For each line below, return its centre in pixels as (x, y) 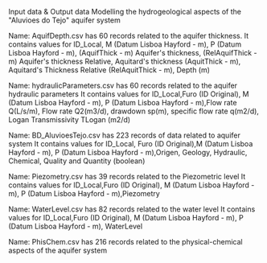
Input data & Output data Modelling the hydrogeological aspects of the (125, 12)
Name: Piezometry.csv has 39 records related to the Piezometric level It (127, 177)
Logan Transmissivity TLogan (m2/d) (70, 119)
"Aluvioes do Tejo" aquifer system (64, 20)
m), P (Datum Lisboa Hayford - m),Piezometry (84, 193)
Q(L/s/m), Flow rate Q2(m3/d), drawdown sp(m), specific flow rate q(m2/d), (134, 111)
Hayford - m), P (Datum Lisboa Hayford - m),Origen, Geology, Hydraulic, (128, 152)
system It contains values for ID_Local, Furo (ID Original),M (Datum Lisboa (131, 144)
